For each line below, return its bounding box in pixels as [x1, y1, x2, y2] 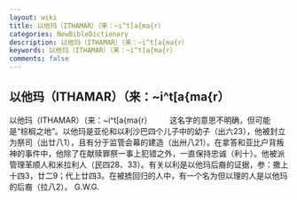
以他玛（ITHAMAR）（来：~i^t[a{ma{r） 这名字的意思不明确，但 [9, 115, 255, 125]
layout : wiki [9, 12, 58, 22]
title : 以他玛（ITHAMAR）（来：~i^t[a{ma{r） [9, 21, 166, 30]
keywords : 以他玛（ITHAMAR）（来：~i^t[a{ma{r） [9, 46, 177, 55]
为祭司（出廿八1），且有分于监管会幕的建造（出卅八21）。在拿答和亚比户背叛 [9, 137, 285, 148]
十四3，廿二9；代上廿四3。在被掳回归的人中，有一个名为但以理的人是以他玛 [9, 170, 288, 180]
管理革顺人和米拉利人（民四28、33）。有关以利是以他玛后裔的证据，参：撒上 [9, 159, 289, 170]
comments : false [9, 54, 69, 63]
